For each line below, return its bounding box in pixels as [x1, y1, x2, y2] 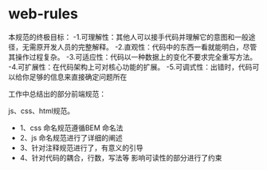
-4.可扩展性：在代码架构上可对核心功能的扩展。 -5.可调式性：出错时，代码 [8, 61, 253, 72]
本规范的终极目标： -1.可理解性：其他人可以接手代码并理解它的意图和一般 [8, 32, 249, 42]
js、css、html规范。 [8, 105, 75, 116]
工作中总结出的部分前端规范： [8, 89, 106, 98]
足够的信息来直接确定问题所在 [29, 72, 128, 81]
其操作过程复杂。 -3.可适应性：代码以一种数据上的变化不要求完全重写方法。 [8, 52, 257, 61]
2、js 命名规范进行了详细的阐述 [19, 132, 124, 142]
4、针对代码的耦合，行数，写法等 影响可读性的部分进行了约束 [19, 152, 222, 162]
